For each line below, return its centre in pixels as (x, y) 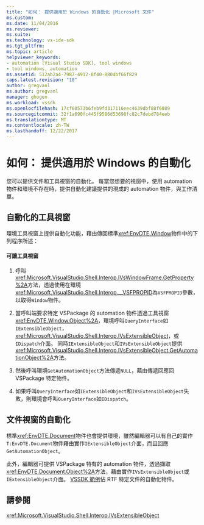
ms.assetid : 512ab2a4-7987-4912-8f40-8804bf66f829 (72, 74)
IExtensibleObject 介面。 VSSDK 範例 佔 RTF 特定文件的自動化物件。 (92, 479)
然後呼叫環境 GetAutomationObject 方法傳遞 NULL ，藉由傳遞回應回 (95, 370)
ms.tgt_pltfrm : (26, 46)
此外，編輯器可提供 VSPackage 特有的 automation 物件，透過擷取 (89, 463)
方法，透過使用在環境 (54, 285)
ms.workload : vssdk (31, 102)
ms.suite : (19, 35)
